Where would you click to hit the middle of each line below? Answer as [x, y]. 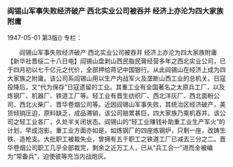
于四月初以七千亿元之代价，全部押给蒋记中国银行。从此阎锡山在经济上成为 [113, 70]
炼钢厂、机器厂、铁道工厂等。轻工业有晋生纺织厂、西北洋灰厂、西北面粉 [110, 96]
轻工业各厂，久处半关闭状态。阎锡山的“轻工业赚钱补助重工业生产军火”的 [122, 122]
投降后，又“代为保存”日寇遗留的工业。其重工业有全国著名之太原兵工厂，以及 [116, 87]
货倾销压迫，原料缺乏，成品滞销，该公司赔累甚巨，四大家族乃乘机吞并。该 [113, 113]
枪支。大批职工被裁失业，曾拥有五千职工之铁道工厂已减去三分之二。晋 [126, 139]
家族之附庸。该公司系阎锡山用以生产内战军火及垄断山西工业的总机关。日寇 [119, 78]
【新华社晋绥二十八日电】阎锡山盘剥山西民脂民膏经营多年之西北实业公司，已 [116, 61]
